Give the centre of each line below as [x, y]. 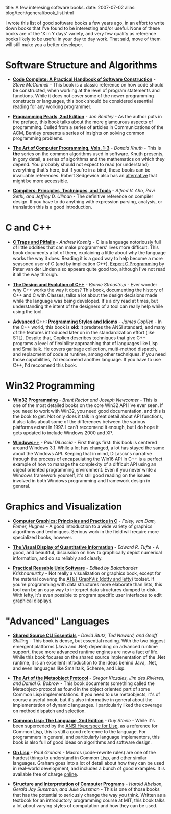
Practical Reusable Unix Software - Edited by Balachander [75, 568]
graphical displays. [32, 601]
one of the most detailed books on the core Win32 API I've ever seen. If [88, 405]
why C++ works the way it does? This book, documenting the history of [88, 290]
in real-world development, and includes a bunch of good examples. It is [89, 768]
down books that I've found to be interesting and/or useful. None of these [83, 28]
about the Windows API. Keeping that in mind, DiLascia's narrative [82, 453]
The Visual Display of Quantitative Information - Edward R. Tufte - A [86, 547]
